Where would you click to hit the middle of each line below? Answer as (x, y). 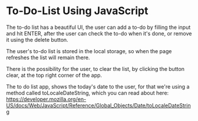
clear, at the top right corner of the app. (54, 75)
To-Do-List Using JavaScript (77, 11)
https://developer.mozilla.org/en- (46, 99)
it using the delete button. (37, 40)
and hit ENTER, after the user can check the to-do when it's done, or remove (99, 33)
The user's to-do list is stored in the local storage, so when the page (89, 51)
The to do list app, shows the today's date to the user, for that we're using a (98, 86)
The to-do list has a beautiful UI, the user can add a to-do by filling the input (98, 27)
